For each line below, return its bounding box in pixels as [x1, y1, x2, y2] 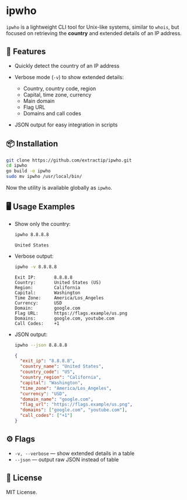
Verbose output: [14, 252, 54, 259]
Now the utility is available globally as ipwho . [6, 184, 113, 191]
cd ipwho [6, 163, 27, 169]
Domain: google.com [14, 305, 81, 311]
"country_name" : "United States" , [20, 364, 104, 369]
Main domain [23, 97, 55, 104]
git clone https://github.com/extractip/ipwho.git [6, 157, 132, 163]
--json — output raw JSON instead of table [14, 456, 119, 463]
